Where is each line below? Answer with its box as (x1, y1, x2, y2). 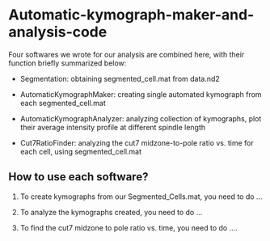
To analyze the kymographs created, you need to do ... (19, 207, 203, 217)
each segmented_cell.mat (19, 98, 107, 108)
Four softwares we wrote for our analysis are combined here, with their (8, 49, 245, 59)
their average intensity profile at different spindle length (19, 122, 206, 132)
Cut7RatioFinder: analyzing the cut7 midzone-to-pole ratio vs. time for (19, 137, 254, 147)
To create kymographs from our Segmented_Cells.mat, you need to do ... (19, 192, 263, 201)
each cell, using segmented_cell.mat (19, 146, 142, 156)
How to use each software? (8, 170, 149, 184)
